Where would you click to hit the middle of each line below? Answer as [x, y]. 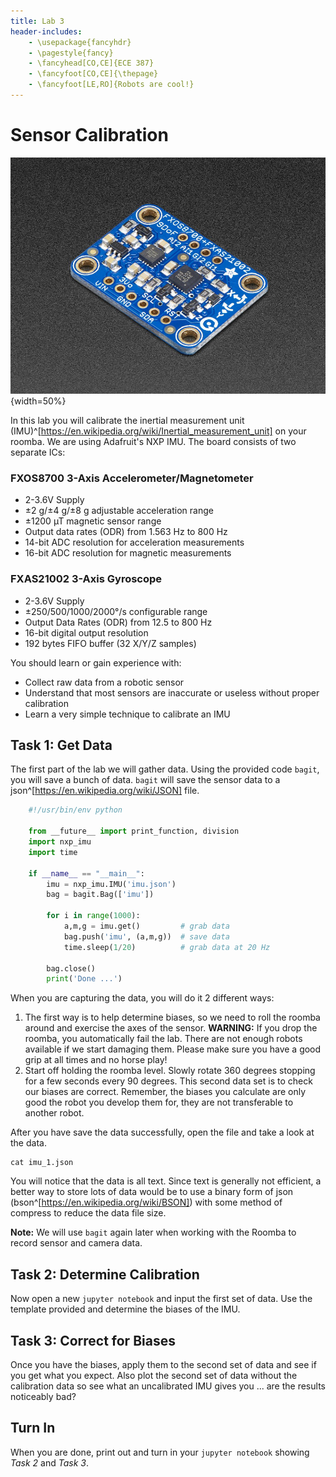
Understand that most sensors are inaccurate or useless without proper [172, 692]
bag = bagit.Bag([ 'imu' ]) [100, 895]
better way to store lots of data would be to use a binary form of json [152, 1192]
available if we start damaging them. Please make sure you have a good [173, 1049]
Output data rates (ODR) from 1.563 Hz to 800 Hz [126, 532]
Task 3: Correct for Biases [93, 1340]
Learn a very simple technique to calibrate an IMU [127, 714]
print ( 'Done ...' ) [84, 979]
